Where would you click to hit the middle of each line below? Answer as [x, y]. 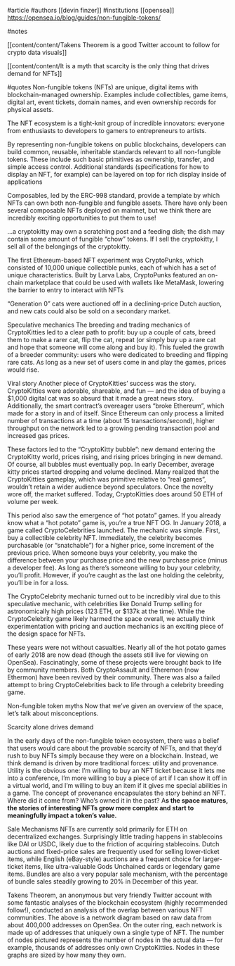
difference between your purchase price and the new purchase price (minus [117, 560]
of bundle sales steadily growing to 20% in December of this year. [103, 882]
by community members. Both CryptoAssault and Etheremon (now [103, 670]
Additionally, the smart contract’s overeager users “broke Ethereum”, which [116, 406]
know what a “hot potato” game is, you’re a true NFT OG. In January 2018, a [117, 523]
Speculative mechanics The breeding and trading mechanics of [99, 325]
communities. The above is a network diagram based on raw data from [109, 917]
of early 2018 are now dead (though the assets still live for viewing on [108, 655]
